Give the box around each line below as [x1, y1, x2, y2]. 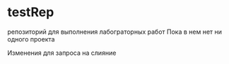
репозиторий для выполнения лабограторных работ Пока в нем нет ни [7, 27, 223, 36]
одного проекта [7, 34, 55, 43]
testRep [7, 4, 54, 20]
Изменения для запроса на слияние [7, 49, 117, 57]
